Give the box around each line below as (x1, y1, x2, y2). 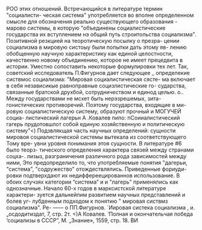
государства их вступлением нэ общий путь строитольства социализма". (6, 31, 197, 38)
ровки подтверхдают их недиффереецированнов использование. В (6, 172, 180, 179)
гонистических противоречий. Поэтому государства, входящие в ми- (6, 101, 187, 108)
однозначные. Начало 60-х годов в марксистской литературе (6, 185, 166, 192)
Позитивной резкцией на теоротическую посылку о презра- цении (6, 37, 180, 44)
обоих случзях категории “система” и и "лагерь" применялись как (6, 178, 178, 185)
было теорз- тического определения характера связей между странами (6, 146, 194, 153)
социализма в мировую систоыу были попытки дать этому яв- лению (6, 43, 187, 51)
